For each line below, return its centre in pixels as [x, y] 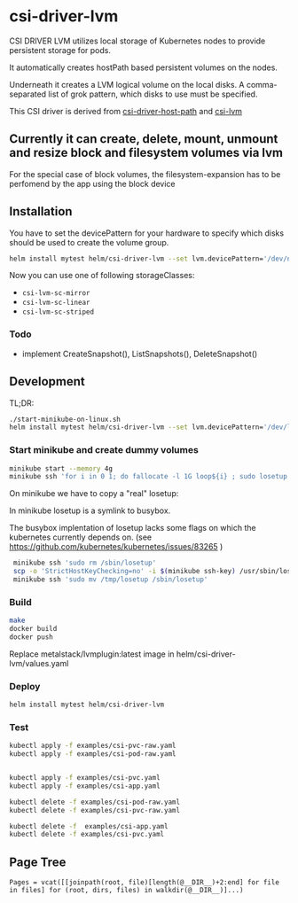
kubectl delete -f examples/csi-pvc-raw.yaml [94, 810]
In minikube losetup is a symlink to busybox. [90, 510]
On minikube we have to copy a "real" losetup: [94, 494]
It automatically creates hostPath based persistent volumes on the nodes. [143, 67]
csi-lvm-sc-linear [56, 303]
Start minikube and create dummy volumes [104, 450]
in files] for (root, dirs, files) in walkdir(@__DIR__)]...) [126, 891]
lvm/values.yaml [39, 663]
